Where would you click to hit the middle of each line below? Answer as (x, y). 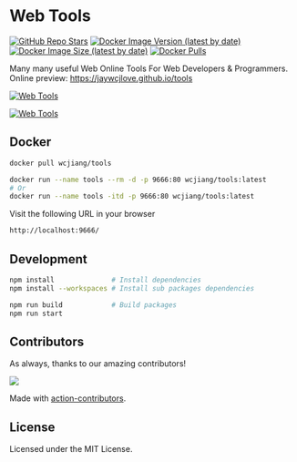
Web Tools (50, 16)
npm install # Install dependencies (106, 280)
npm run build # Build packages (93, 305)
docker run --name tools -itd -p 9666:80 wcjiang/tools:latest (132, 197)
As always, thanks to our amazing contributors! (98, 364)
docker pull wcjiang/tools (61, 163)
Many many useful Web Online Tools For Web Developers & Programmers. (149, 68)
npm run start (36, 313)
